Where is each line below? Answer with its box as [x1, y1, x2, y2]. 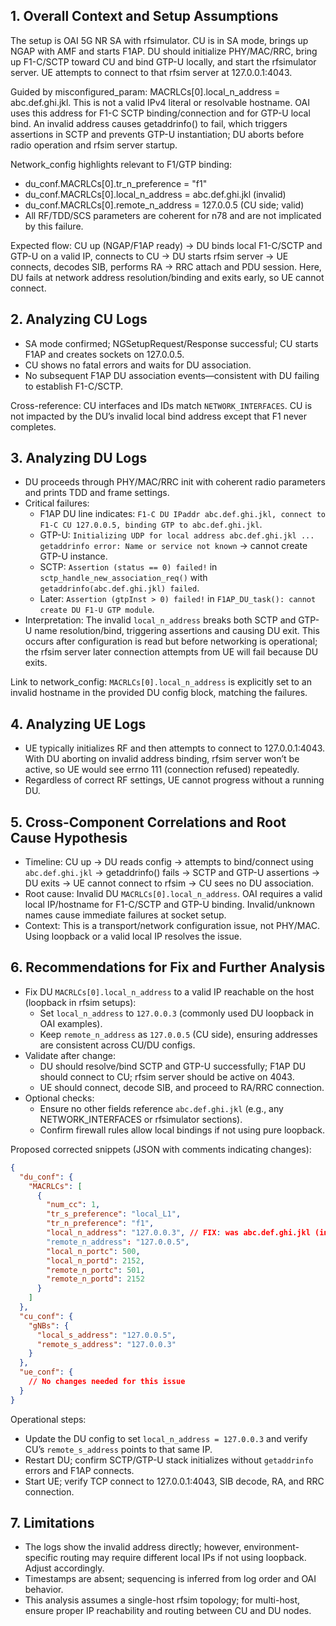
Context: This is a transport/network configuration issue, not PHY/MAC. [24, 920, 320, 932]
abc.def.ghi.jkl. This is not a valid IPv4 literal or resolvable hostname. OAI [10, 96, 311, 108]
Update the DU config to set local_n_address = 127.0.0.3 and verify [24, 1432, 308, 1444]
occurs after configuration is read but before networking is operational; [24, 635, 318, 648]
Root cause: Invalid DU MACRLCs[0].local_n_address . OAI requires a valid [24, 888, 323, 900]
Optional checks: [24, 1092, 95, 1104]
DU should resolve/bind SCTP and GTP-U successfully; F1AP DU [39, 1060, 307, 1072]
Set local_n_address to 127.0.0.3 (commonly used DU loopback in [39, 1007, 314, 1019]
